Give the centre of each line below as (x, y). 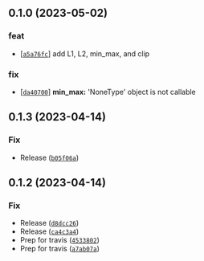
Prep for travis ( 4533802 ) (60, 240)
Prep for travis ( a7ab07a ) (60, 249)
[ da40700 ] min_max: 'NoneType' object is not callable (108, 92)
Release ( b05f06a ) (49, 157)
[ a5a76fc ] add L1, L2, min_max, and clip (85, 53)
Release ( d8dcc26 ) (49, 223)
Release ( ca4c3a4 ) (49, 231)
